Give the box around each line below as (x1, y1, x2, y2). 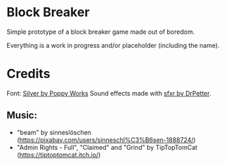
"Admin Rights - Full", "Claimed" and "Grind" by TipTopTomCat (16, 143, 198, 151)
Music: (6, 110, 38, 122)
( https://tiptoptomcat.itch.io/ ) (16, 151, 101, 159)
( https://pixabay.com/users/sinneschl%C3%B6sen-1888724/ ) (16, 135, 196, 144)
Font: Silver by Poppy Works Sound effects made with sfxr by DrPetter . (6, 89, 211, 97)
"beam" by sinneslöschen (16, 128, 92, 136)
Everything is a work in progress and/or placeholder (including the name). (6, 41, 220, 49)
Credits (6, 66, 51, 82)
